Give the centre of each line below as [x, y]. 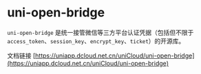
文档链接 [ [21, 56]
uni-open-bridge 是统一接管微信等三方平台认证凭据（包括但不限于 [100, 32]
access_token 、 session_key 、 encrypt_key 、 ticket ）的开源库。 [96, 41]
